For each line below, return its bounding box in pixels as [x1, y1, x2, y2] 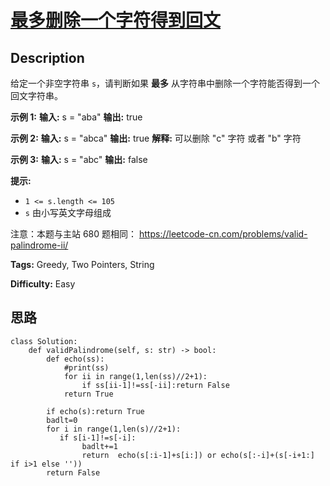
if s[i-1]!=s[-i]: [59, 432, 137, 443]
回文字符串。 [10, 90, 63, 101]
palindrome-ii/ [10, 239, 69, 251]
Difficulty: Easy [10, 278, 76, 290]
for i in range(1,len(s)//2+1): [46, 424, 182, 434]
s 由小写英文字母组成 [24, 207, 112, 218]
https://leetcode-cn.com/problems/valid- [139, 228, 308, 240]
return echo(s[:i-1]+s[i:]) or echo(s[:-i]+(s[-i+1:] [81, 450, 315, 460]
